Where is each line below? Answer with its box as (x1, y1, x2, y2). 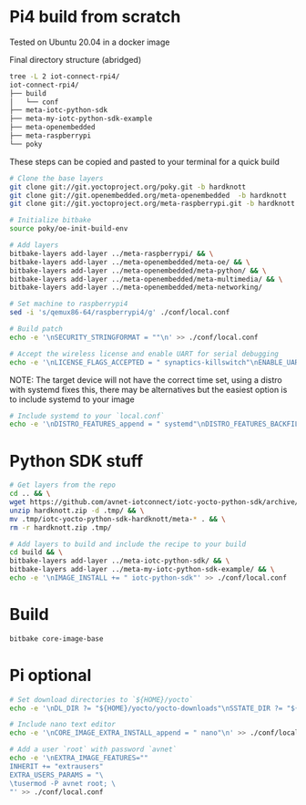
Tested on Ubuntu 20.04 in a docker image (9, 36, 170, 47)
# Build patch (9, 325, 64, 334)
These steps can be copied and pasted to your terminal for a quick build (9, 156, 280, 167)
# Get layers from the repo (9, 480, 117, 490)
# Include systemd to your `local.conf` (9, 411, 166, 420)
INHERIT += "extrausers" (9, 761, 104, 771)
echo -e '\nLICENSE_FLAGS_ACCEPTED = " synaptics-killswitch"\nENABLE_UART (9, 357, 303, 366)
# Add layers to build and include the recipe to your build (9, 540, 247, 549)
